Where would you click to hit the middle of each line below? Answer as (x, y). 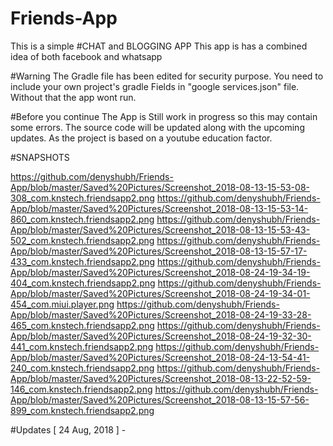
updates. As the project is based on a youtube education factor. (141, 138)
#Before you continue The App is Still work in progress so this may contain (164, 116)
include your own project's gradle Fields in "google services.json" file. (155, 86)
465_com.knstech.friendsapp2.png (82, 325)
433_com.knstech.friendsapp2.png (83, 261)
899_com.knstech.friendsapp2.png (82, 410)
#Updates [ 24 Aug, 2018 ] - (68, 429)
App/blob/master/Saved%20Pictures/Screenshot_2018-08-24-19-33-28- (161, 314)
